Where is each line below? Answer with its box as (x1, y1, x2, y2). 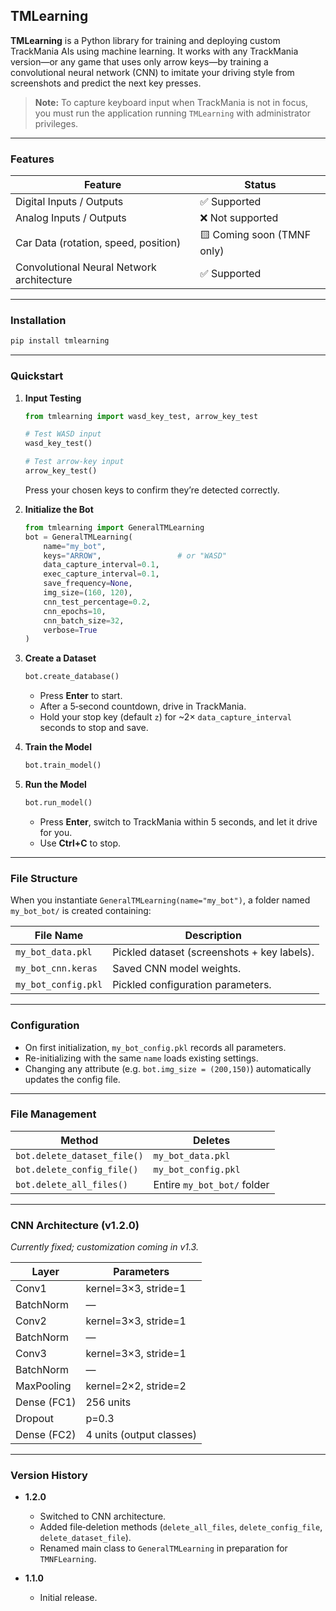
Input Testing (24, 392, 82, 404)
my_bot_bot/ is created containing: (10, 905, 152, 917)
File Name (34, 929, 84, 943)
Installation (10, 314, 67, 328)
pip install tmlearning (10, 336, 110, 346)
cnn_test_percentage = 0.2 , (43, 597, 152, 607)
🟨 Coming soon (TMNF (199, 228, 312, 242)
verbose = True (43, 625, 98, 635)
